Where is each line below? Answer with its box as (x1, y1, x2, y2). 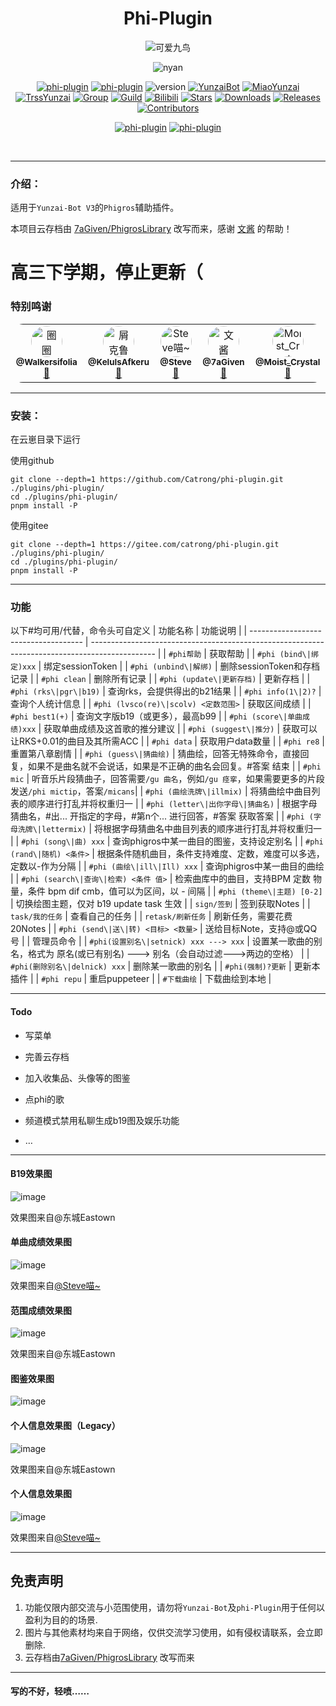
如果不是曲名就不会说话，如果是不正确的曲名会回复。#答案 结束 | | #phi (27, 760, 322, 772)
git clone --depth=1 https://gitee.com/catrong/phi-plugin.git (10, 540, 280, 550)
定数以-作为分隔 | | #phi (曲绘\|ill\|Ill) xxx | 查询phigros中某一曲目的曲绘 (10, 860, 325, 872)
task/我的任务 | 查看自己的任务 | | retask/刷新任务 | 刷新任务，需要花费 (10, 910, 293, 922)
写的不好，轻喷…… (10, 1685, 90, 1697)
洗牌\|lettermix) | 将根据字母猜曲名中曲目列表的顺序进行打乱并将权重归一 (17, 823, 323, 835)
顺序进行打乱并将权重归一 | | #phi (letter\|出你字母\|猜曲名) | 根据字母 (27, 798, 318, 810)
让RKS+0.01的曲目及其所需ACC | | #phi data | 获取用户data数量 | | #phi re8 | (10, 735, 325, 747)
